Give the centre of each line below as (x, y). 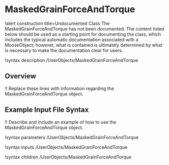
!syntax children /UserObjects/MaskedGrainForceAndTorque (68, 157)
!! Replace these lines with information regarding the (60, 88)
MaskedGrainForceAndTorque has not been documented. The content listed (84, 28)
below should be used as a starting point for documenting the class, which (83, 34)
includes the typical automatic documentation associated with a (72, 40)
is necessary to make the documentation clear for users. (64, 50)
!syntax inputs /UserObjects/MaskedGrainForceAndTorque (66, 147)
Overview (21, 76)
